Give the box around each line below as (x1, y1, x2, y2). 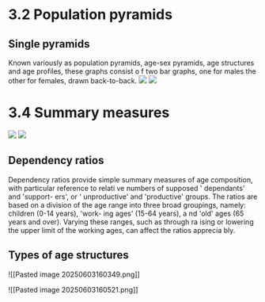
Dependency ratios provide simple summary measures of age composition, (8, 174, 253, 184)
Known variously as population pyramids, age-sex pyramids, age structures (8, 58, 255, 67)
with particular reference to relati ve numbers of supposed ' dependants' (8, 183, 245, 193)
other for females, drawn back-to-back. (8, 76, 137, 85)
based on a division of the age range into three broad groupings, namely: (8, 200, 247, 209)
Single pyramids (8, 37, 90, 51)
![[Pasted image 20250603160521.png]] (8, 285, 138, 294)
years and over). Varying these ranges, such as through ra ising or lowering (8, 216, 255, 227)
